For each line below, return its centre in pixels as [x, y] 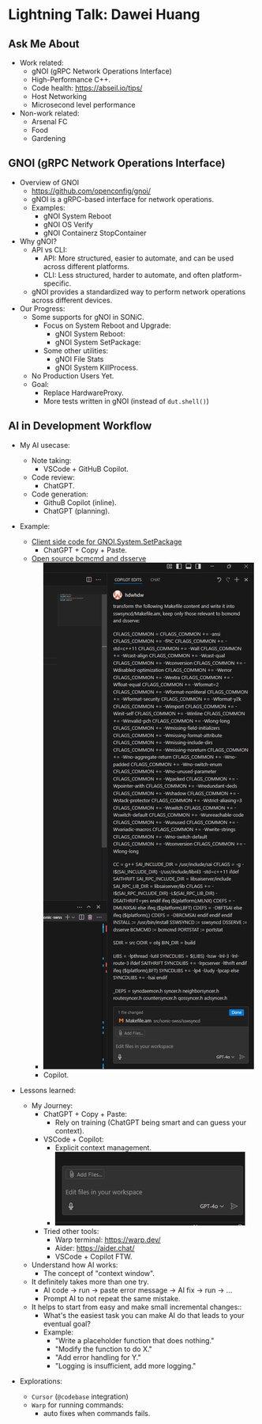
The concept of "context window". [99, 1273]
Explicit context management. [103, 1147]
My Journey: [52, 1105]
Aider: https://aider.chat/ [95, 1247]
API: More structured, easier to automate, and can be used [138, 258]
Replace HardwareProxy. [83, 393]
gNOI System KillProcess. [96, 367]
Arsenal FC [50, 122]
